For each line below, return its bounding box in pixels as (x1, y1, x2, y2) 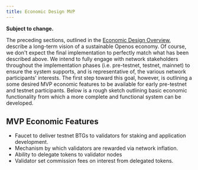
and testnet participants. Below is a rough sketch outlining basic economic (6, 86, 187, 94)
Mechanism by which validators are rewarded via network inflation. (14, 145, 178, 152)
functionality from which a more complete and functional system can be (6, 93, 181, 100)
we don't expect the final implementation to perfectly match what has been (6, 49, 189, 56)
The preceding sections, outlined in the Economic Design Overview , (6, 36, 171, 43)
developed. (6, 99, 34, 107)
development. (14, 139, 48, 146)
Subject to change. (6, 25, 54, 32)
